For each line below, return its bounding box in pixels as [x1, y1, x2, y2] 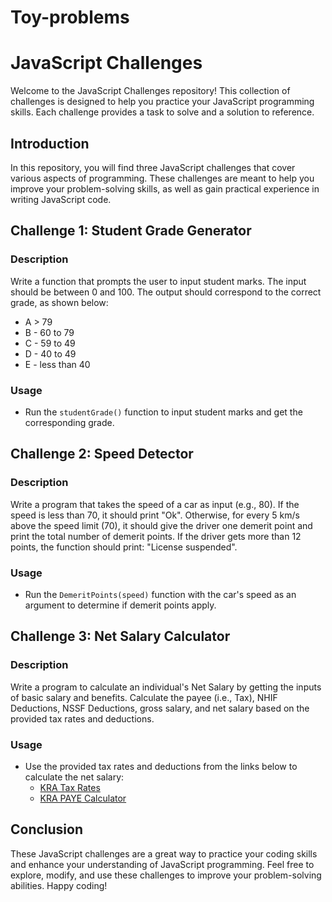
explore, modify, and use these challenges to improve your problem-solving [10, 869, 322, 881]
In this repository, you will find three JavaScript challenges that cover [10, 161, 296, 173]
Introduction [10, 135, 90, 152]
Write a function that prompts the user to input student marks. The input [10, 275, 307, 287]
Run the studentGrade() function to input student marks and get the [24, 406, 303, 418]
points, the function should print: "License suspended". [10, 541, 238, 553]
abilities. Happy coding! [10, 879, 108, 891]
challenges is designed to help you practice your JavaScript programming [10, 96, 315, 108]
